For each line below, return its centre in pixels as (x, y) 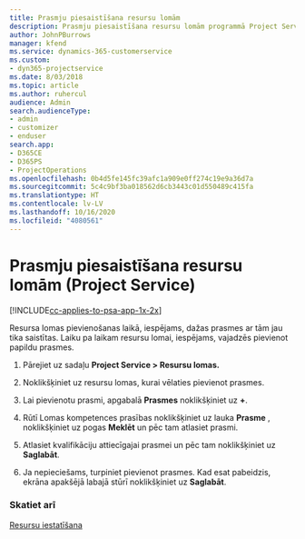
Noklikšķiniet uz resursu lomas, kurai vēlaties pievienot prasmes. (143, 382)
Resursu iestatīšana (46, 524)
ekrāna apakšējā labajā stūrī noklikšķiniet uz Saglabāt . (124, 482)
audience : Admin (40, 102)
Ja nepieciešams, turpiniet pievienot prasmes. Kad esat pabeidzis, (147, 472)
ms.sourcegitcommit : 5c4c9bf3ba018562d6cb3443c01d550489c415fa (132, 187)
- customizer (34, 128)
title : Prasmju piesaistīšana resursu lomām (95, 18)
